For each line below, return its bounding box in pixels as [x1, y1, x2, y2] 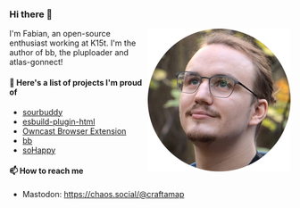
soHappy [21, 145, 56, 155]
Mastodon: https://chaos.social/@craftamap [21, 188, 185, 199]
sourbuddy [21, 106, 63, 117]
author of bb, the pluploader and [9, 47, 129, 58]
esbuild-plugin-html [21, 116, 96, 127]
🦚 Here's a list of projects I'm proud [9, 77, 143, 87]
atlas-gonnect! [9, 57, 63, 68]
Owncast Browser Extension [21, 125, 127, 137]
